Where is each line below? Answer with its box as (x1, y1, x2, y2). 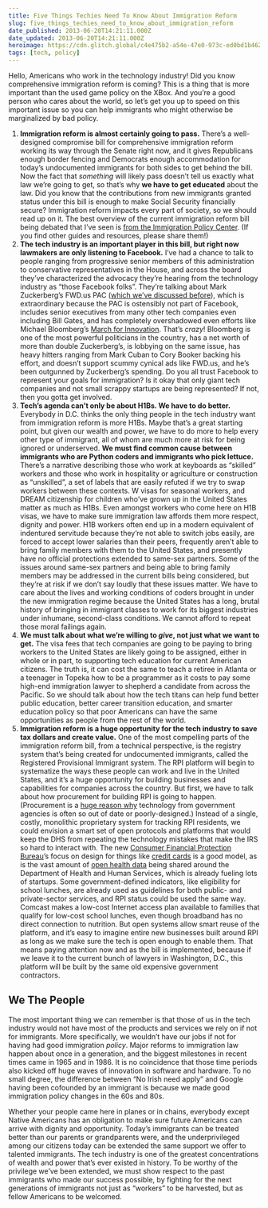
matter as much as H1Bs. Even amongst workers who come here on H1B (19, 503, 257, 512)
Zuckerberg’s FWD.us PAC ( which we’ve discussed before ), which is (19, 290, 245, 300)
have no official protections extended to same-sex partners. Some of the (19, 554, 259, 563)
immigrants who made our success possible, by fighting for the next (8, 1174, 232, 1184)
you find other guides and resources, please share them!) (19, 231, 209, 240)
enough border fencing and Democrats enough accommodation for (19, 154, 242, 164)
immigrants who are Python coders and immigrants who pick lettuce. (19, 452, 254, 461)
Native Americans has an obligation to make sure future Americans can (8, 1115, 242, 1125)
